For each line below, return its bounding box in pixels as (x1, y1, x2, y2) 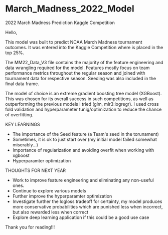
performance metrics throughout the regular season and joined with (5, 70, 145, 76)
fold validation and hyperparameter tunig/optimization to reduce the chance (5, 106, 162, 112)
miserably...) (12, 141, 39, 148)
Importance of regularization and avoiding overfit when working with (12, 147, 154, 153)
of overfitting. (5, 111, 34, 118)
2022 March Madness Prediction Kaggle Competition (5, 20, 115, 26)
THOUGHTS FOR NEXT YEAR (5, 167, 66, 173)
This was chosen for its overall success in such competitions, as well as (5, 96, 154, 102)
